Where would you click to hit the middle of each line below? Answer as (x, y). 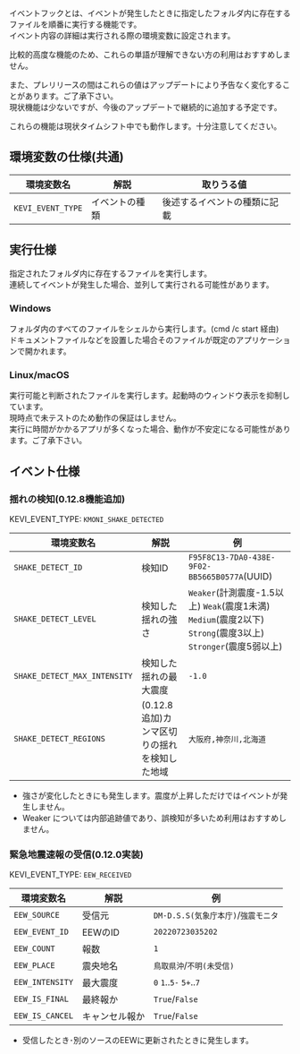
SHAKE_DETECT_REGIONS (59, 738)
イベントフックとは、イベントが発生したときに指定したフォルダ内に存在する (150, 13)
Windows (30, 308)
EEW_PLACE (34, 966)
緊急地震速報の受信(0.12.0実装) (77, 854)
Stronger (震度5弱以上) (235, 646)
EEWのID (101, 932)
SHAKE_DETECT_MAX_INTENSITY (73, 676)
